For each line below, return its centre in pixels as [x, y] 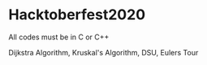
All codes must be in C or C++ [59, 37]
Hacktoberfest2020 [77, 15]
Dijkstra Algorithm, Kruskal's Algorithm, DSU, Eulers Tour [103, 52]
